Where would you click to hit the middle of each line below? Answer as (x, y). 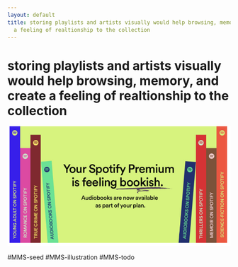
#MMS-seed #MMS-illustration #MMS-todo (71, 257)
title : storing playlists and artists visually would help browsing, (112, 22)
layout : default (31, 15)
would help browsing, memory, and (113, 81)
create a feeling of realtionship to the (118, 96)
